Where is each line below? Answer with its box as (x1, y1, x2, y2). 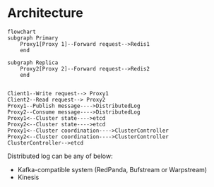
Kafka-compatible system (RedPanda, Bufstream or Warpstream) (17, 165, 207, 174)
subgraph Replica (7, 59, 59, 66)
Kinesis (17, 173, 40, 181)
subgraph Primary (7, 34, 59, 42)
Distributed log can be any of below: (7, 152, 113, 160)
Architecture (7, 5, 83, 21)
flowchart (7, 28, 37, 35)
